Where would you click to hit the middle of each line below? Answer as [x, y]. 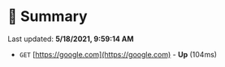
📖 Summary [48, 17]
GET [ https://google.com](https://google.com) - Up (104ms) [118, 54]
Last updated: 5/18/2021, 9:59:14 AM [71, 39]
